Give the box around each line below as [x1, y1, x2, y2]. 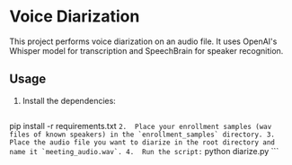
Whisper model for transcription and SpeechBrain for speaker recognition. [9, 45, 284, 56]
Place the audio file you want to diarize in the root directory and [9, 137, 276, 147]
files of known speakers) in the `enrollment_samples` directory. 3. [9, 130, 276, 139]
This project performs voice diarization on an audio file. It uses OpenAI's [9, 36, 278, 47]
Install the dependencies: [22, 95, 117, 106]
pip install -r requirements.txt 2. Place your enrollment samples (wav [9, 120, 272, 131]
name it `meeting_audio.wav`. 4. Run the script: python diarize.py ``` [9, 145, 279, 156]
